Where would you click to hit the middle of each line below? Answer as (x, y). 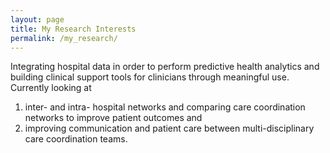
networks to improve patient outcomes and (113, 118)
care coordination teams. (76, 139)
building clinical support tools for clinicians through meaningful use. (150, 77)
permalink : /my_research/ (64, 38)
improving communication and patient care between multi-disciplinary (169, 128)
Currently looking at (51, 88)
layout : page (37, 19)
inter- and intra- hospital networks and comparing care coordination (165, 107)
